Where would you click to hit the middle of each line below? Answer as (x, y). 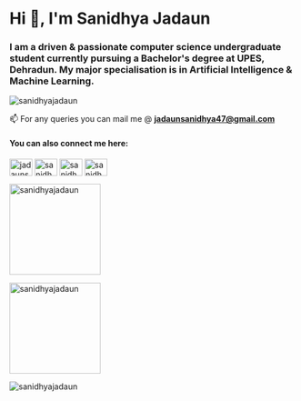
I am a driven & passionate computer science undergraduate (145, 47)
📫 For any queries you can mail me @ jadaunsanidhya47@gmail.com (142, 119)
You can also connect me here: (69, 144)
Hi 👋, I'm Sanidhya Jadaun (110, 19)
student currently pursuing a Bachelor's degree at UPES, (137, 58)
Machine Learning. (52, 81)
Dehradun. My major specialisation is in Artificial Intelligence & (151, 70)
